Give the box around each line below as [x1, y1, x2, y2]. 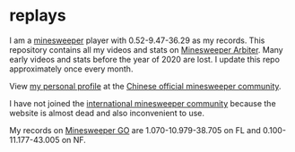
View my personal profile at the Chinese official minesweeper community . [9, 80, 282, 91]
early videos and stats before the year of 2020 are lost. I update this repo [9, 54, 281, 64]
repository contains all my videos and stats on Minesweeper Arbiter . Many [9, 44, 284, 55]
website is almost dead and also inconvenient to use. [9, 107, 204, 118]
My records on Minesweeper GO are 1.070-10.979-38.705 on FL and [9, 124, 262, 135]
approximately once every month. [9, 63, 134, 74]
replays [9, 5, 66, 26]
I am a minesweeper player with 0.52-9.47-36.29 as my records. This [9, 35, 265, 46]
